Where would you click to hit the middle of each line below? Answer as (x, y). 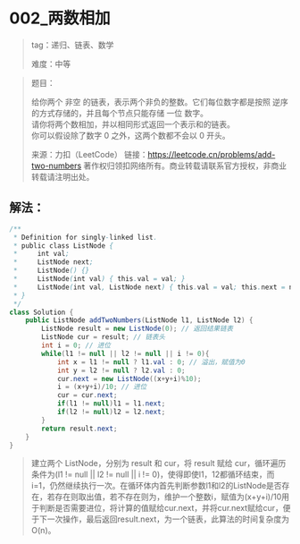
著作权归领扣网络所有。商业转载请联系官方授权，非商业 (185, 166)
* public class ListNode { (63, 246)
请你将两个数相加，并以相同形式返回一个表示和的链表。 (133, 124)
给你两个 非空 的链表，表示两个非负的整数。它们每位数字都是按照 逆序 (159, 102)
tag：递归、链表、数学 (72, 45)
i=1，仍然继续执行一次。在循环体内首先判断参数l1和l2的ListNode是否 (157, 486)
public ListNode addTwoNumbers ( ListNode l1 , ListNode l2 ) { (139, 320)
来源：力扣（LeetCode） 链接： (89, 154)
